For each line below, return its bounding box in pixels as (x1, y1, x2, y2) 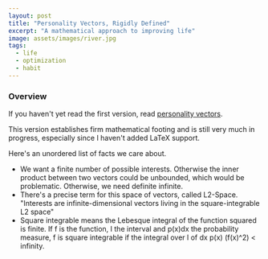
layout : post (8, 11, 52, 20)
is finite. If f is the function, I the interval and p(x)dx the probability (19, 224, 239, 234)
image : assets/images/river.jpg (8, 34, 116, 43)
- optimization (15, 57, 67, 65)
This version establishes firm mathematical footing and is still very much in (8, 125, 255, 134)
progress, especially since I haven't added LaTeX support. (8, 134, 201, 143)
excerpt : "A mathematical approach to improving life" (8, 27, 196, 35)
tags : (8, 42, 26, 50)
